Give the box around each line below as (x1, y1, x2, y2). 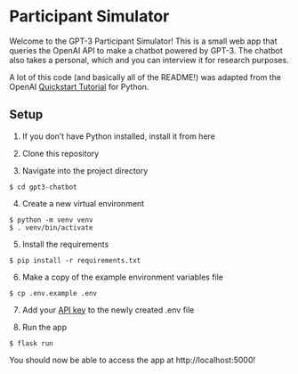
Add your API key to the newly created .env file (21, 305, 195, 315)
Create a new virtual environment (21, 198, 145, 208)
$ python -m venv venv (9, 215, 93, 224)
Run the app (21, 321, 68, 332)
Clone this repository (21, 148, 100, 159)
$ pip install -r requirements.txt (9, 256, 141, 264)
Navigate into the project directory (21, 165, 149, 175)
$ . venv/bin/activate (9, 223, 93, 232)
